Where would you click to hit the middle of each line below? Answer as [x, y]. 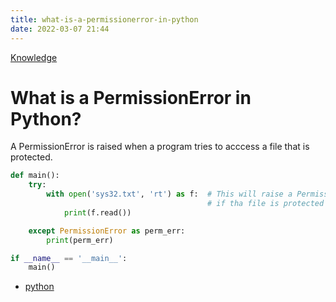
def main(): [35, 176]
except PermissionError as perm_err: [107, 231]
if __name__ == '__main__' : [69, 258]
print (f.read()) [97, 212]
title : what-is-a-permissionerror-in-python [104, 19]
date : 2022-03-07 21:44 [60, 29]
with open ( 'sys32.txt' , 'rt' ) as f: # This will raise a [169, 194]
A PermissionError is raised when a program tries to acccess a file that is [160, 147]
